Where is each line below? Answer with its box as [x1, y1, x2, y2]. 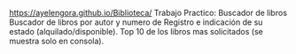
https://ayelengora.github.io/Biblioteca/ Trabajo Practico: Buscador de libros [9, 8, 288, 18]
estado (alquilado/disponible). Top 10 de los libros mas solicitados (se [9, 27, 263, 36]
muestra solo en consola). [9, 35, 105, 46]
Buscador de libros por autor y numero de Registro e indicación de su [9, 17, 263, 27]
